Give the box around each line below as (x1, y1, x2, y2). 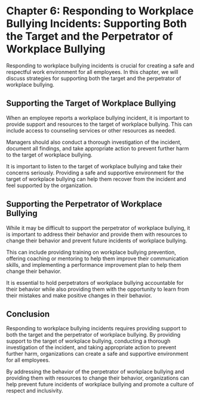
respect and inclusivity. (6, 387, 63, 395)
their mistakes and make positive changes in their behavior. (6, 291, 152, 299)
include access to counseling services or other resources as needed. (6, 127, 176, 134)
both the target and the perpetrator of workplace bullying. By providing (6, 331, 181, 339)
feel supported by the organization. (6, 181, 93, 189)
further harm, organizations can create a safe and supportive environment (6, 350, 189, 358)
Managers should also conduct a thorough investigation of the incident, (6, 139, 182, 146)
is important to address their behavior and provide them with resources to (6, 230, 187, 238)
